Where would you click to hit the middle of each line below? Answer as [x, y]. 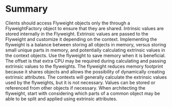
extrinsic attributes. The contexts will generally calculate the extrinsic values [86, 77]
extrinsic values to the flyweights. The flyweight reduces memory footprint [84, 66]
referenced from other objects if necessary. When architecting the [75, 88]
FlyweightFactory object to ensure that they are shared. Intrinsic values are [85, 28]
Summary [26, 9]
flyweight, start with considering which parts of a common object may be [83, 93]
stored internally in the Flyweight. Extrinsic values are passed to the [77, 34]
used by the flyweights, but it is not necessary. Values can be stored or [80, 83]
